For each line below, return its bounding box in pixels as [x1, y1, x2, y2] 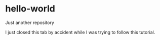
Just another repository [5, 19, 55, 25]
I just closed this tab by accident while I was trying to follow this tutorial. [5, 29, 155, 35]
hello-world [5, 3, 56, 14]
